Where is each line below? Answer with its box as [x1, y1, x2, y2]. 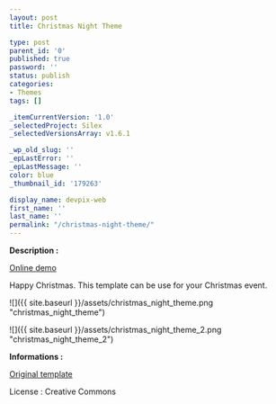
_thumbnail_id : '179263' [9, 179, 102, 188]
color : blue [9, 170, 54, 180]
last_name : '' [9, 212, 63, 221]
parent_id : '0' [9, 46, 67, 55]
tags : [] [9, 96, 42, 105]
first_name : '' [9, 203, 67, 212]
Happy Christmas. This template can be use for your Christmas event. [9, 280, 268, 291]
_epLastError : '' [9, 154, 75, 163]
